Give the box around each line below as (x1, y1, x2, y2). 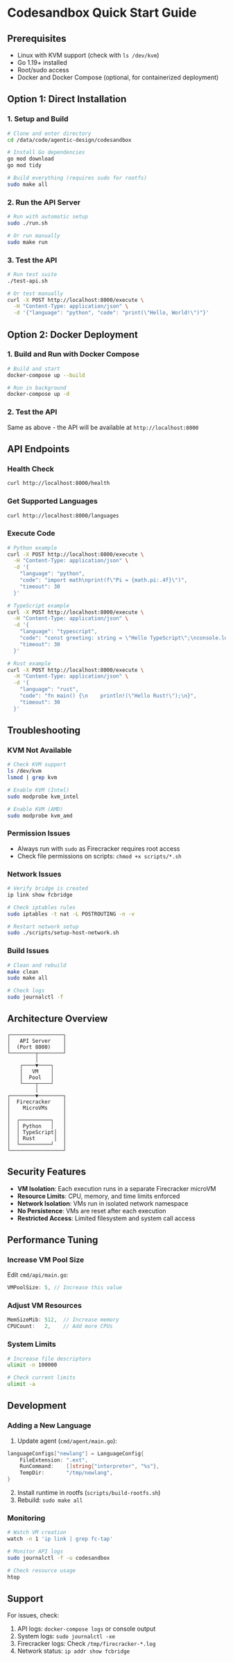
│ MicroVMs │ (7, 1104, 67, 1111)
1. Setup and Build (7, 114, 69, 124)
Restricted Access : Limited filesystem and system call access (17, 1214, 196, 1222)
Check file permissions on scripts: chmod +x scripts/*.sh (17, 852, 182, 860)
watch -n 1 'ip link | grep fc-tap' (7, 1535, 113, 1542)
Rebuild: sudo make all (17, 1496, 83, 1504)
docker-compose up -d (7, 391, 70, 398)
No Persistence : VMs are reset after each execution (17, 1206, 166, 1215)
